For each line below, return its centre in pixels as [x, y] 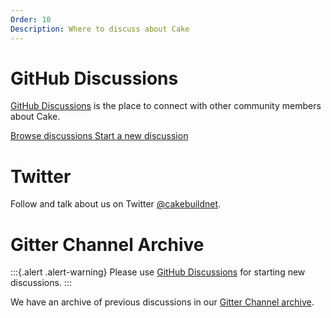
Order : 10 [31, 19]
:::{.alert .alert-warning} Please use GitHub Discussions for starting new [158, 272]
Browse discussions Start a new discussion [99, 136]
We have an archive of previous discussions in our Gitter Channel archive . [162, 302]
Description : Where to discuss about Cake [100, 29]
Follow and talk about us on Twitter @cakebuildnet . [116, 204]
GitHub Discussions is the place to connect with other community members [166, 106]
